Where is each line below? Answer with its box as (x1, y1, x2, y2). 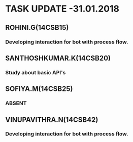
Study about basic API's (5, 69, 66, 76)
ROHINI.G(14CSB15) (5, 23, 69, 32)
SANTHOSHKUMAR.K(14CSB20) (5, 54, 111, 62)
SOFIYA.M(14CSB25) (5, 84, 73, 93)
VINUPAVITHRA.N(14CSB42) (5, 115, 98, 124)
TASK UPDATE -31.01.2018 (5, 3, 119, 15)
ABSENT (5, 100, 27, 107)
